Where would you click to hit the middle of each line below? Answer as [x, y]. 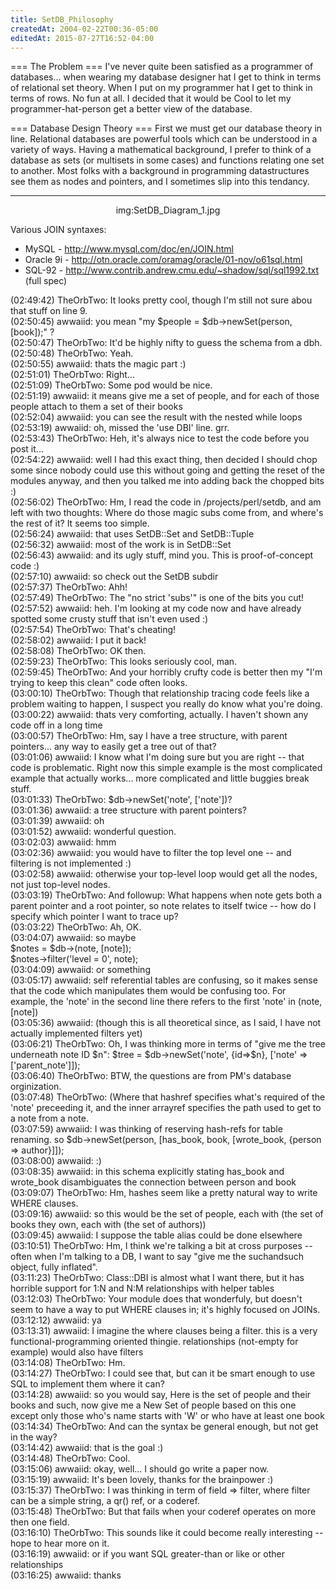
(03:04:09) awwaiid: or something [80, 970]
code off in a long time [56, 725]
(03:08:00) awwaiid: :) [56, 1161]
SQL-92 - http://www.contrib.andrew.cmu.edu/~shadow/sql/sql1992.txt [172, 270]
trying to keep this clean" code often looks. [99, 683]
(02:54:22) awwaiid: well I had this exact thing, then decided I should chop [164, 460]
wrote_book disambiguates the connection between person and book [153, 1182]
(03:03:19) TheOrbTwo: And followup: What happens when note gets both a [166, 895]
